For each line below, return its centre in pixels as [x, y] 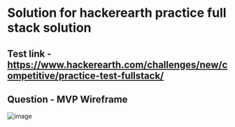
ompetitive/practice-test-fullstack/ [86, 75]
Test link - [29, 54]
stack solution [49, 28]
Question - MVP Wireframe [67, 99]
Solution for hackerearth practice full [117, 13]
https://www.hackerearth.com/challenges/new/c [117, 65]
